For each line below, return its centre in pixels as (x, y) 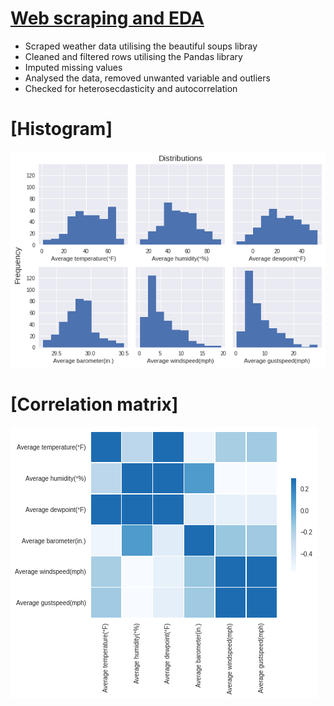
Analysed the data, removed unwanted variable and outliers (147, 78)
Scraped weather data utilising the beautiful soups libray (141, 46)
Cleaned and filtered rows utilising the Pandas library (133, 56)
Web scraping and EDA (107, 18)
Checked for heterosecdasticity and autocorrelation (131, 88)
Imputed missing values (73, 67)
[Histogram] (61, 129)
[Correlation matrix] (94, 404)
